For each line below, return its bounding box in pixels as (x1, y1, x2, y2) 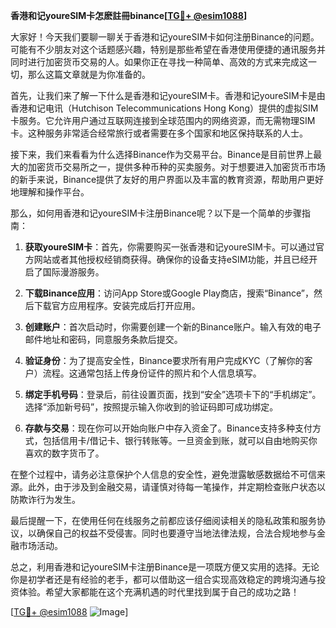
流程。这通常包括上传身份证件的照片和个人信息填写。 (42, 367, 262, 379)
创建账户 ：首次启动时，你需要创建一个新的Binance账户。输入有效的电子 (24, 321, 322, 333)
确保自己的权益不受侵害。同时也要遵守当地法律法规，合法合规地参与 (36, 527, 317, 539)
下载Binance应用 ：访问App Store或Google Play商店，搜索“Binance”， (24, 287, 315, 299)
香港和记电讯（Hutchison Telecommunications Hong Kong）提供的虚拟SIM (10, 102, 319, 114)
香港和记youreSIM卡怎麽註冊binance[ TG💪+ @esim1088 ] (10, 10, 248, 21)
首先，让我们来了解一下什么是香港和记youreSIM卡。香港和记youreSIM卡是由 (10, 90, 326, 101)
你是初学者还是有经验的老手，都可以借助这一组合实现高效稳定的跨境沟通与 (10, 574, 317, 585)
